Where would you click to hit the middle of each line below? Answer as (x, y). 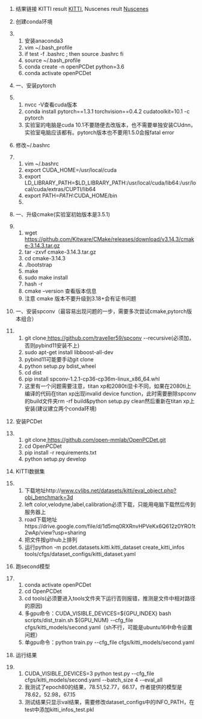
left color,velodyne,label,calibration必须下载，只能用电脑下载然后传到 (110, 504)
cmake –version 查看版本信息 (60, 291)
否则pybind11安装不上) (52, 345)
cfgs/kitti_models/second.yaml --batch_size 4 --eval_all (93, 680)
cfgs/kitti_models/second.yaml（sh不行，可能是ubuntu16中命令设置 (109, 627)
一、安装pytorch (36, 85)
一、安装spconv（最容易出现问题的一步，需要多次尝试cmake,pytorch (101, 311)
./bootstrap (38, 265)
